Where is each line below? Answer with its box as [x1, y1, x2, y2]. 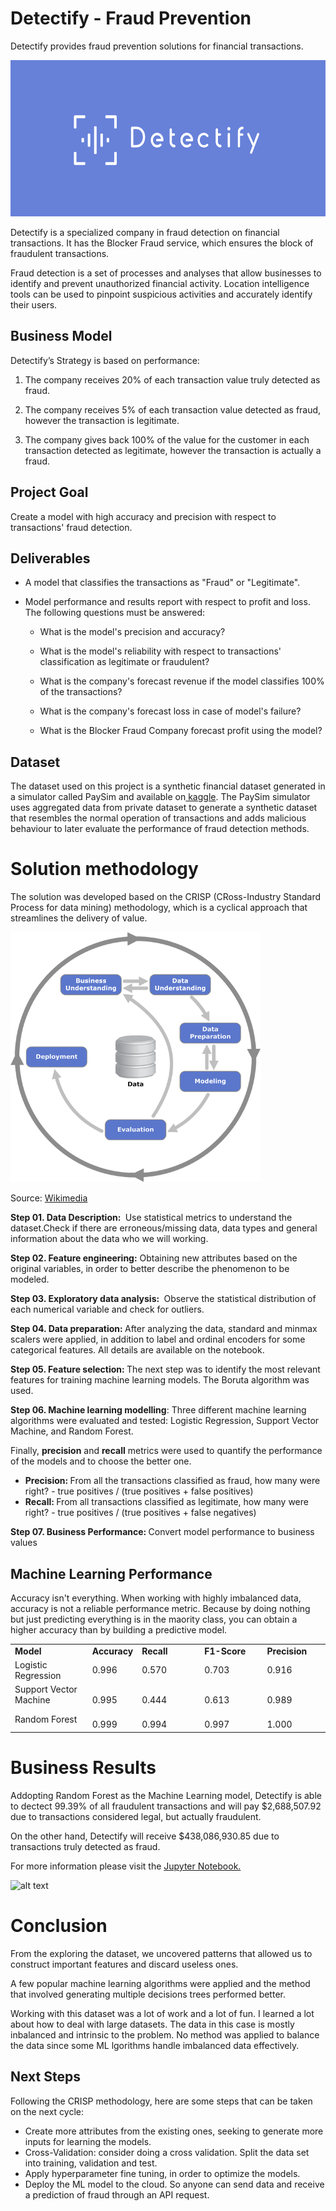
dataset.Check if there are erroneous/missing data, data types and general [10, 1222, 318, 1234]
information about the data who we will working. [10, 1233, 209, 1245]
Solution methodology [10, 858, 199, 881]
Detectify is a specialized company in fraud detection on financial [10, 226, 280, 238]
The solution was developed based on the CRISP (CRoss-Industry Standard [10, 891, 322, 903]
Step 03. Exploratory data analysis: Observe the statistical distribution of [10, 1293, 317, 1305]
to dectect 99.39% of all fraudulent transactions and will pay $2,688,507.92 [10, 1800, 322, 1812]
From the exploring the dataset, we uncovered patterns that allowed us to [10, 1947, 313, 1959]
